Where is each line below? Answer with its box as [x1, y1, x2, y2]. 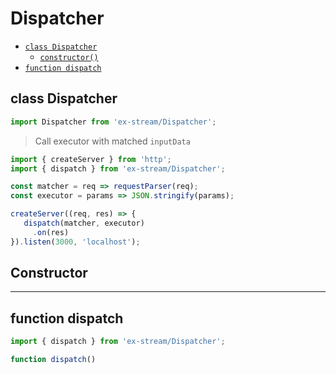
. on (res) [32, 227, 70, 237]
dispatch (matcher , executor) [23, 218, 145, 228]
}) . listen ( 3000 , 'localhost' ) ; [10, 237, 141, 247]
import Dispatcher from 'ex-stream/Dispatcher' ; [10, 117, 217, 127]
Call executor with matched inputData [34, 135, 191, 147]
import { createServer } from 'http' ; [10, 154, 172, 164]
